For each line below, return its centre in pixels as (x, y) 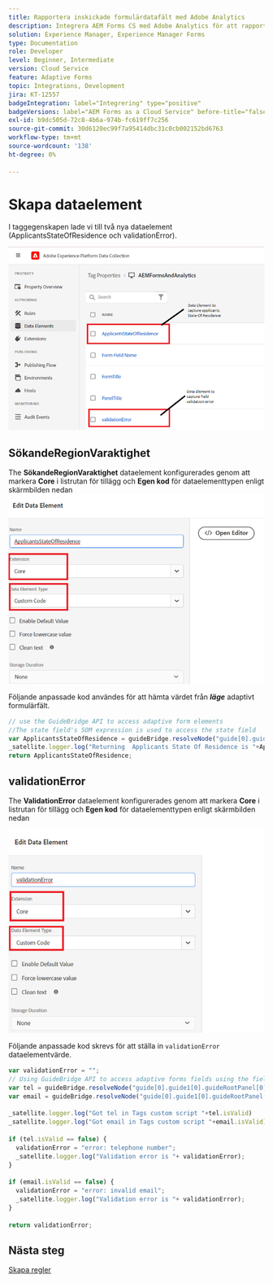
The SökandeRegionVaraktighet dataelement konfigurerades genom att (129, 473)
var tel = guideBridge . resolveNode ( (70, 1088)
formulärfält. (29, 705)
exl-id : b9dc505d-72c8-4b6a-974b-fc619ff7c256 (89, 120)
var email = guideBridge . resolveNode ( (74, 1096)
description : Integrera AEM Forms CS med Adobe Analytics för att (123, 26)
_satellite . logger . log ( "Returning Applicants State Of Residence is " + (134, 747)
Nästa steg (37, 1250)
